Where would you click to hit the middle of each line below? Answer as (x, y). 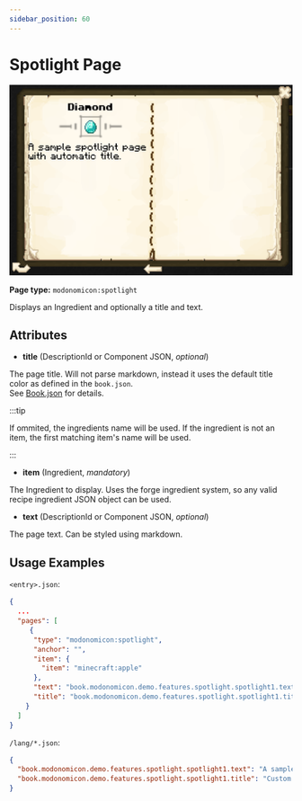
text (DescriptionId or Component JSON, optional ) (115, 517)
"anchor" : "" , (60, 649)
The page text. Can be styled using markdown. (96, 534)
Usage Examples (57, 562)
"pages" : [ (38, 621)
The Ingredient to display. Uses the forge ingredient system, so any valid (143, 490)
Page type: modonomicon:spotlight (73, 289)
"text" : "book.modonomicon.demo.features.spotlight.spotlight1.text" (166, 688)
